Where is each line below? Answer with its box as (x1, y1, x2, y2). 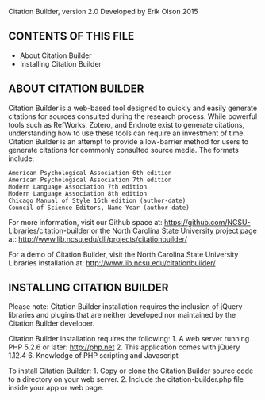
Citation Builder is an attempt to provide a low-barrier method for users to (8, 136, 248, 146)
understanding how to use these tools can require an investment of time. (8, 128, 246, 138)
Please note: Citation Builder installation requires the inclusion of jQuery (8, 302, 243, 311)
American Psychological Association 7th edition (8, 176, 172, 184)
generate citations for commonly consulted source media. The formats (8, 145, 240, 154)
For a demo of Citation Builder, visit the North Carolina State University (8, 250, 239, 259)
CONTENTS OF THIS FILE (8, 29, 135, 43)
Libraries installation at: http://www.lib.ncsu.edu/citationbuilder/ (8, 257, 216, 268)
